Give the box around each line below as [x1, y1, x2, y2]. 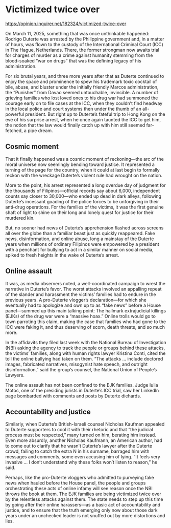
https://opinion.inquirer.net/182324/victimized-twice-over [5, 20, 127, 27]
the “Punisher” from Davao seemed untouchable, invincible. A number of [5, 89, 158, 95]
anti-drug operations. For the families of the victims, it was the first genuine [5, 204, 164, 210]
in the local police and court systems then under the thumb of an [5, 105, 141, 112]
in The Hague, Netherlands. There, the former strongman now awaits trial [5, 47, 160, 53]
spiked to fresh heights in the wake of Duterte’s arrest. [5, 252, 119, 258]
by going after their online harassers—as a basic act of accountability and [5, 502, 161, 508]
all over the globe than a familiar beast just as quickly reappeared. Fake [5, 230, 155, 236]
